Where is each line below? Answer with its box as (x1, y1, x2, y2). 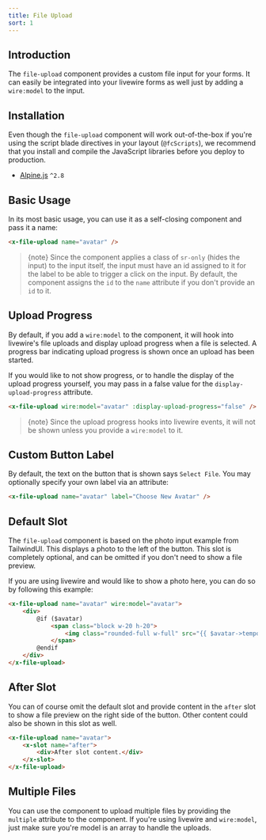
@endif (36, 644, 59, 653)
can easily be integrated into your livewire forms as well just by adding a (8, 78, 244, 87)
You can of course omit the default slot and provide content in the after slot (8, 702, 256, 711)
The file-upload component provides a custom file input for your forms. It (8, 69, 251, 79)
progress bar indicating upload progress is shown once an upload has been (8, 346, 255, 356)
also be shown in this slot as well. (8, 718, 117, 728)
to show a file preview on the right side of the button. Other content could (8, 709, 248, 720)
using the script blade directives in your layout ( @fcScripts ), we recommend (8, 138, 256, 148)
